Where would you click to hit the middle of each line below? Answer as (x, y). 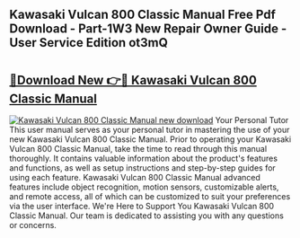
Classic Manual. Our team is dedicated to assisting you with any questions (147, 216)
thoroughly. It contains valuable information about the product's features (144, 158)
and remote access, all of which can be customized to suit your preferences (150, 196)
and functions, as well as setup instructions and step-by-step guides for (142, 168)
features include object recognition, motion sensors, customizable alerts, (144, 187)
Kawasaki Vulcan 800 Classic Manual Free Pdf (142, 15)
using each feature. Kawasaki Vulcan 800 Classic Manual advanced (135, 177)
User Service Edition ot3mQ (89, 43)
